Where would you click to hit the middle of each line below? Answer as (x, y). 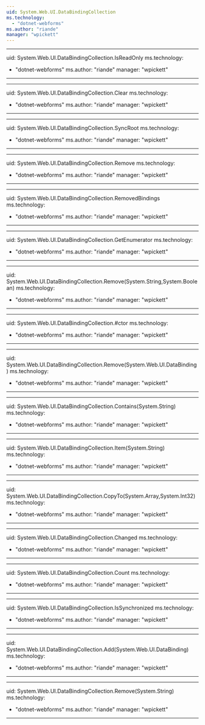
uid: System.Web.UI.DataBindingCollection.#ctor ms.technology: (88, 323)
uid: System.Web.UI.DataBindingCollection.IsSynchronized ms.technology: (100, 608)
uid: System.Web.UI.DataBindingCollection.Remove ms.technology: (91, 163)
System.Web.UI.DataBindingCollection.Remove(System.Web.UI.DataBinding (102, 365)
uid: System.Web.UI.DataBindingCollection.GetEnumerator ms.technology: (100, 240)
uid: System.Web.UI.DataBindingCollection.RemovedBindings (83, 199)
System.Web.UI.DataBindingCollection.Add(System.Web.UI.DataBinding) (98, 650)
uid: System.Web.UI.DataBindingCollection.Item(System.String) (86, 448)
